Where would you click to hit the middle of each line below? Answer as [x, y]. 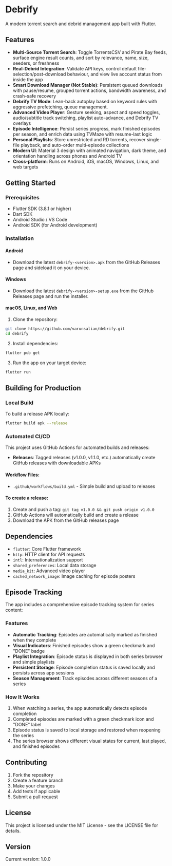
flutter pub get [23, 353]
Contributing [26, 763]
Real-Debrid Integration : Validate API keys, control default [75, 68]
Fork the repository [33, 775]
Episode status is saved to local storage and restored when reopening [87, 730]
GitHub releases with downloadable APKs [57, 463]
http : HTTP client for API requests [49, 554]
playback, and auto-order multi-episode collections [75, 145]
